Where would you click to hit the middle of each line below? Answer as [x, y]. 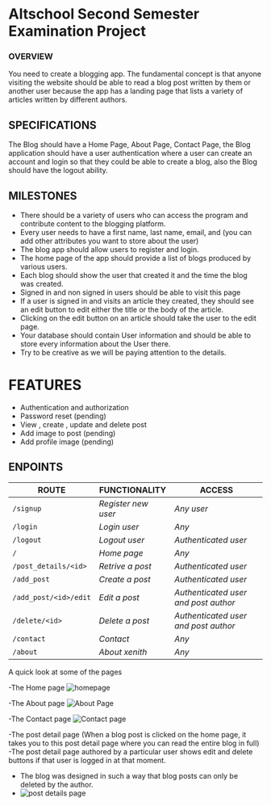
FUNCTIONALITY [133, 489]
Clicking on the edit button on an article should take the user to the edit [138, 318]
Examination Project [77, 31]
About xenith [123, 652]
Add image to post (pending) [68, 434]
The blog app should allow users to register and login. [109, 250]
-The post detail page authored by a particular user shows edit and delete [131, 751]
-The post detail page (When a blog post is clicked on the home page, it [127, 734]
